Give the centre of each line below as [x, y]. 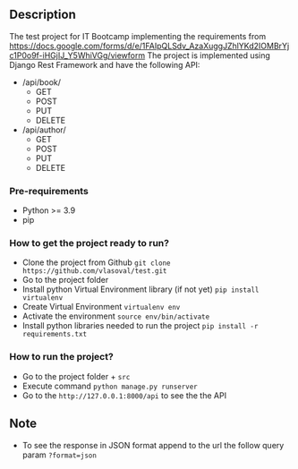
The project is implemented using [209, 55]
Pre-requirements [49, 191]
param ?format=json [59, 455]
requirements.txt [55, 335]
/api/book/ [41, 82]
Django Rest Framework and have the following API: [105, 64]
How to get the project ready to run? [89, 243]
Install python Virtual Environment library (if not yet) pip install [140, 289]
